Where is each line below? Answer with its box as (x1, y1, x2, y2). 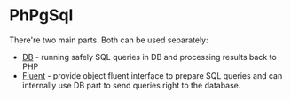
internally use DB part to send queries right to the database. (21, 80, 241, 90)
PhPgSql (9, 5, 74, 26)
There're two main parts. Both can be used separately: (9, 34, 208, 45)
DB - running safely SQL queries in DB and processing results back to (21, 51, 277, 62)
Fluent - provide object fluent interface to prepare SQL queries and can (21, 70, 283, 80)
